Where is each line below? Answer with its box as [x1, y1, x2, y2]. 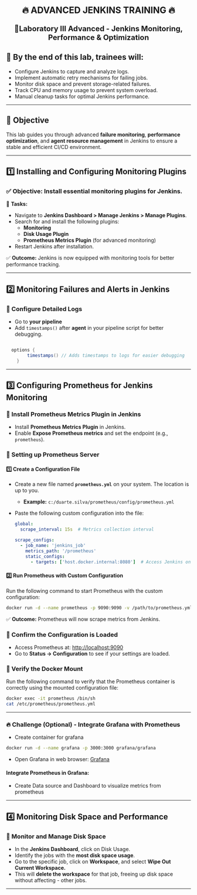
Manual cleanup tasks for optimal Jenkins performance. [14, 93, 150, 100]
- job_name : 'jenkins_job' [20, 543, 86, 549]
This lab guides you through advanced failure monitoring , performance [6, 131, 181, 138]
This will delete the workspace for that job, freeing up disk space [14, 870, 174, 878]
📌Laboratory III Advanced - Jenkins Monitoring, [14, 24, 183, 33]
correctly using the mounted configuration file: [6, 684, 119, 691]
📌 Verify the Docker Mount [6, 664, 83, 673]
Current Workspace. [14, 864, 66, 872]
